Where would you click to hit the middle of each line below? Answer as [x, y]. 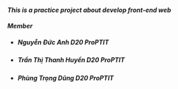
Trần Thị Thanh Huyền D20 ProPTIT [71, 60]
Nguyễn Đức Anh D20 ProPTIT [63, 42]
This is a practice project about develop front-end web [89, 10]
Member [20, 26]
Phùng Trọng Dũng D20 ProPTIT [66, 78]
